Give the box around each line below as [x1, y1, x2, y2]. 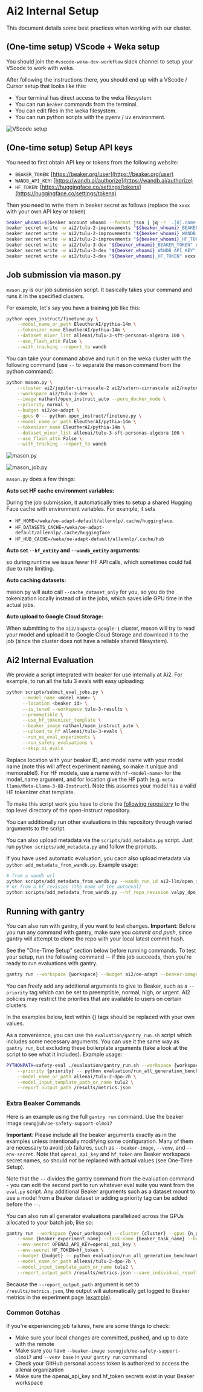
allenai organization [14, 1366, 64, 1373]
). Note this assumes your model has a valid [87, 782, 196, 789]
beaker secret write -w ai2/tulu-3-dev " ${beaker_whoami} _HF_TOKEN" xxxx [6, 253, 196, 259]
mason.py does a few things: [6, 476, 76, 483]
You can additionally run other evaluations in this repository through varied [6, 818, 192, 826]
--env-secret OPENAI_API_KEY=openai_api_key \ [17, 1241, 137, 1248]
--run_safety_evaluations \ [22, 739, 94, 746]
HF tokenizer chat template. [6, 788, 76, 795]
